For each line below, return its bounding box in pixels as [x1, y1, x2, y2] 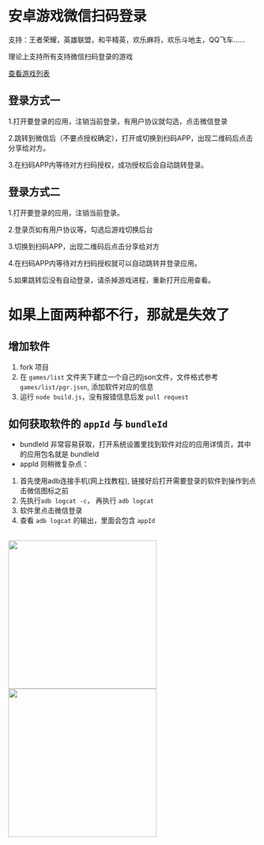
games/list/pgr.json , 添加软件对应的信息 [19, 381, 154, 392]
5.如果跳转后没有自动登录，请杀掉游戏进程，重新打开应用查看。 [8, 275, 215, 285]
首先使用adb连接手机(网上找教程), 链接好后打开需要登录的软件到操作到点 [19, 476, 256, 486]
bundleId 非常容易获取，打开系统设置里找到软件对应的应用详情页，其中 [19, 440, 251, 449]
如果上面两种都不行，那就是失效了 [8, 305, 231, 324]
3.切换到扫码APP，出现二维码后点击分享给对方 [8, 241, 160, 251]
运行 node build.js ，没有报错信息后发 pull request [19, 392, 189, 401]
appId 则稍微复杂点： [19, 460, 89, 469]
